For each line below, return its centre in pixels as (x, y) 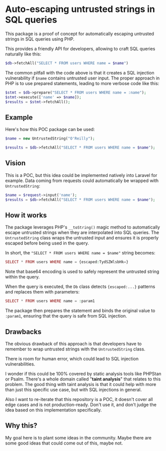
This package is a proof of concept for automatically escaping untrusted (79, 33)
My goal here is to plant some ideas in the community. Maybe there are (78, 437)
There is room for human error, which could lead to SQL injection (72, 358)
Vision (15, 163)
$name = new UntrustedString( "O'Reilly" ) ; (50, 138)
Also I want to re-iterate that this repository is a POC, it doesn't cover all (79, 399)
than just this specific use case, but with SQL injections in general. (73, 389)
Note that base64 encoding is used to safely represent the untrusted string (82, 271)
